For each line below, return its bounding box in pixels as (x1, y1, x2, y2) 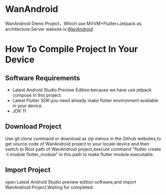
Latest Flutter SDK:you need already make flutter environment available (12, 97, 159, 103)
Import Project (5, 166, 51, 174)
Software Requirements (5, 73, 81, 82)
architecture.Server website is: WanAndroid (5, 26, 93, 32)
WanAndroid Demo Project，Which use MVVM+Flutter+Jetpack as (5, 20, 142, 26)
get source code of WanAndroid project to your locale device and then (5, 140, 150, 147)
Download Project (5, 123, 62, 131)
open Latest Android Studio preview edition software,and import (5, 179, 137, 185)
